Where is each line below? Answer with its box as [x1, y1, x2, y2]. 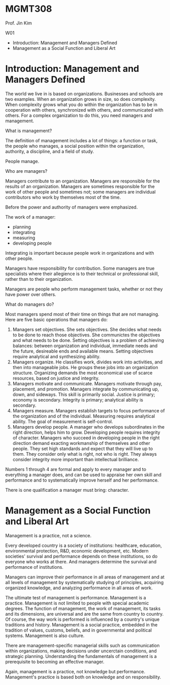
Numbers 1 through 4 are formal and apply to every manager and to [5, 466, 146, 472]
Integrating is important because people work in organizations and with [5, 250, 154, 256]
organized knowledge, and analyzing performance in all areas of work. [5, 585, 153, 591]
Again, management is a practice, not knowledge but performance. [5, 668, 146, 674]
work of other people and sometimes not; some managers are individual [5, 189, 156, 195]
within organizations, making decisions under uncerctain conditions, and [5, 648, 157, 654]
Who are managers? [5, 168, 48, 174]
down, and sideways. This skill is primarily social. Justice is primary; [12, 391, 155, 398]
